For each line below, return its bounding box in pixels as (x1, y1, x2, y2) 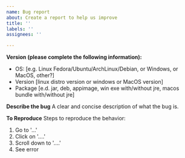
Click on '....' (15, 133, 46, 140)
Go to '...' (15, 126, 37, 134)
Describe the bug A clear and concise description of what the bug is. (6, 103, 179, 110)
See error (15, 146, 39, 153)
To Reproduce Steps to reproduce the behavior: (6, 115, 126, 122)
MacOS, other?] (15, 72, 54, 79)
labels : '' (6, 26, 34, 32)
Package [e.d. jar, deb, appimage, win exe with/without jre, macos (15, 84, 180, 92)
